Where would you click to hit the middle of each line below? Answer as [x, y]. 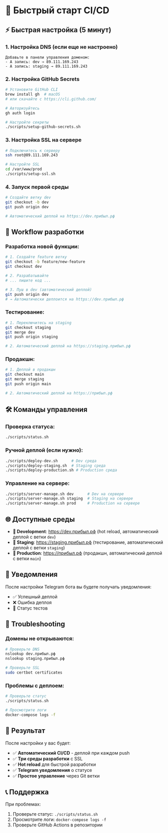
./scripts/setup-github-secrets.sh [43, 127]
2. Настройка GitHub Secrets [43, 79]
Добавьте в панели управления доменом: [48, 57]
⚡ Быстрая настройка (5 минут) [58, 30]
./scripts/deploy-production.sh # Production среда [61, 470]
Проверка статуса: [30, 427]
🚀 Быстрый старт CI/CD [57, 10]
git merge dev [20, 332]
